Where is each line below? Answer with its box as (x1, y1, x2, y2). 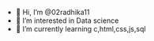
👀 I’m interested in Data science (15, 16, 119, 25)
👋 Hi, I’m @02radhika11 (15, 8, 90, 17)
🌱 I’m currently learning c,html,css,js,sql (15, 24, 146, 33)
